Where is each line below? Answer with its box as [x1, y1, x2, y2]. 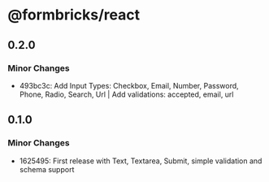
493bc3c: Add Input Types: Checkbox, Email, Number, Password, [19, 80, 239, 90]
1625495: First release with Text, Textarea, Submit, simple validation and [19, 156, 262, 166]
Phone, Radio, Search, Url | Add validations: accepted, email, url [19, 89, 234, 99]
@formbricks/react [7, 6, 141, 24]
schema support [19, 164, 75, 174]
